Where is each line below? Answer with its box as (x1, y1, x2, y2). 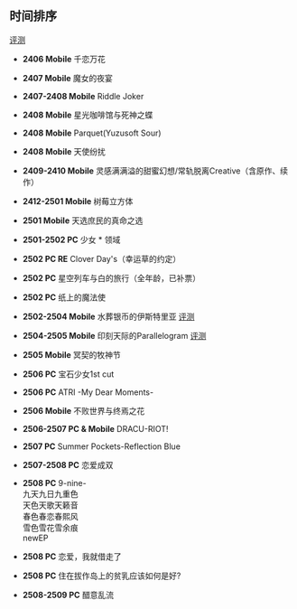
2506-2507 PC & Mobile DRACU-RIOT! (22, 423, 169, 434)
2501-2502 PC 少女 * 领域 (22, 234, 121, 245)
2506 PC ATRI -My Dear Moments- (22, 387, 154, 398)
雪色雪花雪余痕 (22, 522, 79, 533)
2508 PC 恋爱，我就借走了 (22, 550, 122, 562)
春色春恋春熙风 (22, 511, 79, 521)
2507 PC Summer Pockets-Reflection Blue (22, 441, 181, 452)
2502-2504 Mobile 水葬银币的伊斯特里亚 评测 (22, 311, 195, 322)
